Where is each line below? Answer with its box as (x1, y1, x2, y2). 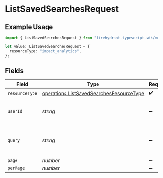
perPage (7, 165, 25, 171)
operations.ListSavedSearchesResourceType (42, 90, 145, 97)
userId (7, 109, 23, 114)
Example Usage (5, 23, 53, 31)
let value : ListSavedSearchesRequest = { (5, 44, 90, 49)
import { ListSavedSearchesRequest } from (5, 35, 92, 40)
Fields (5, 66, 24, 74)
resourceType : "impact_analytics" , (9, 48, 81, 54)
